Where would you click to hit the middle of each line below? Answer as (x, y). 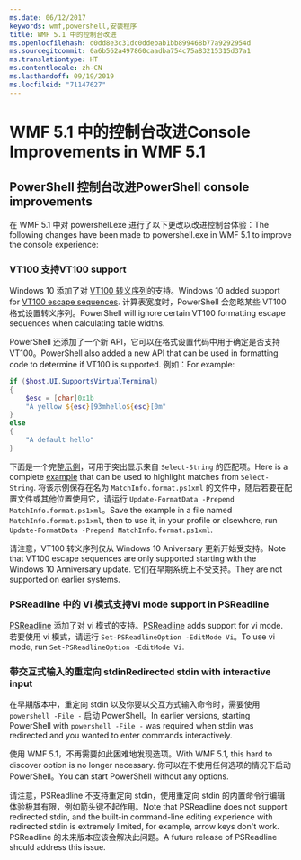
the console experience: (54, 244)
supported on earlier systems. (65, 579)
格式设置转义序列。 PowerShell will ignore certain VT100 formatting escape (147, 312)
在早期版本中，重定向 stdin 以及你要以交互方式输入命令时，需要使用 (135, 704)
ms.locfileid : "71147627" (58, 85)
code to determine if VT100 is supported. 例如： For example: (122, 364)
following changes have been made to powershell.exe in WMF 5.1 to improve (150, 234)
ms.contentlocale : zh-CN (56, 68)
